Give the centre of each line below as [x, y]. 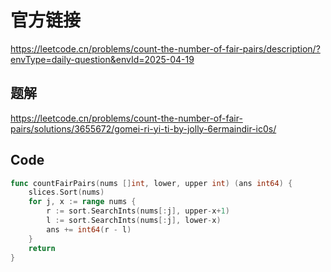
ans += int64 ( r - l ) [89, 229]
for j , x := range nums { [82, 202]
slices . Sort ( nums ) [66, 192]
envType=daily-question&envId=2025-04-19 [102, 59]
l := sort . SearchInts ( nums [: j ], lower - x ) [134, 221]
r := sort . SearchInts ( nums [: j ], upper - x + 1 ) [138, 211]
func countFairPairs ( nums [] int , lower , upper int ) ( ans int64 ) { [151, 183]
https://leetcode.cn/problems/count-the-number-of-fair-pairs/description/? [165, 48]
